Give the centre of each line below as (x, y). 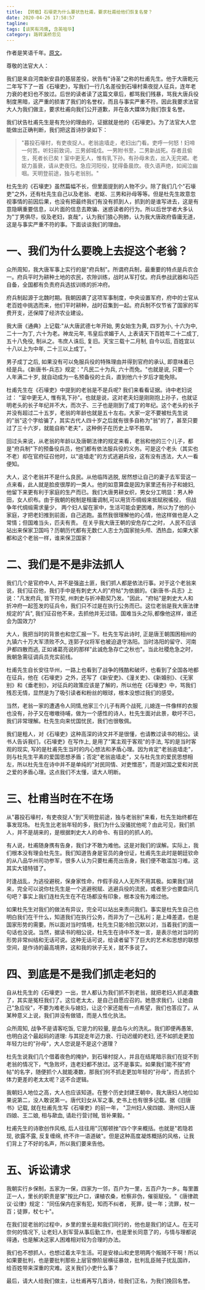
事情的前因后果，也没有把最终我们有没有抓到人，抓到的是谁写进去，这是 (102, 201)
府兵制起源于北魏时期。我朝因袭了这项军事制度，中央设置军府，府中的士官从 (103, 298)
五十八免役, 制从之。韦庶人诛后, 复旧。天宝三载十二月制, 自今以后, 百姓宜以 (101, 341)
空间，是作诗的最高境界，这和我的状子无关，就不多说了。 (78, 947)
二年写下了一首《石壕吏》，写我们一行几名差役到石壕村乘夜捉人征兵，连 (96, 87)
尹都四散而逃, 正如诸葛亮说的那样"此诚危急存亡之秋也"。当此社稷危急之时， (101, 649)
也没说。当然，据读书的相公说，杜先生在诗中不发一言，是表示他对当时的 (108, 932)
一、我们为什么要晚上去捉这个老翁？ (97, 251)
